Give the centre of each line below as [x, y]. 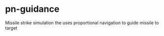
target [11, 28]
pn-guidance [32, 9]
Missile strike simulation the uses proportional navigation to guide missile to [82, 23]
